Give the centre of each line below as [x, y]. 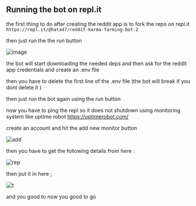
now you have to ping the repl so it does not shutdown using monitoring [93, 110]
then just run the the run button [44, 40]
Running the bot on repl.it [54, 10]
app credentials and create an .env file [53, 70]
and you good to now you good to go [51, 197]
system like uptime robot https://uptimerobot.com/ [67, 116]
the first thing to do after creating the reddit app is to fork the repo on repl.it [98, 24]
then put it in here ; [29, 174]
